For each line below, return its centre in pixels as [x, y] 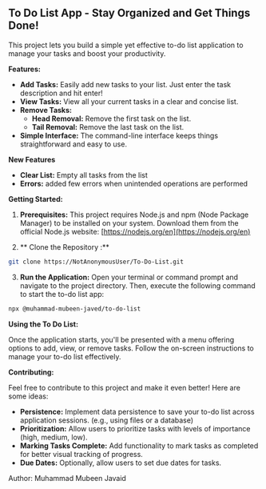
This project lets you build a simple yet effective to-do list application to [126, 45]
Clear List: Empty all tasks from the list [83, 174]
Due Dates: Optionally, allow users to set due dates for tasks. [121, 463]
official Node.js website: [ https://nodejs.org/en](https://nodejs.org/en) [135, 231]
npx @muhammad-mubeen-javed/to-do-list [75, 309]
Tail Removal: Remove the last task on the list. [108, 126]
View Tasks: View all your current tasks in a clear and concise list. [129, 101]
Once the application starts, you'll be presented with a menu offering [121, 339]
